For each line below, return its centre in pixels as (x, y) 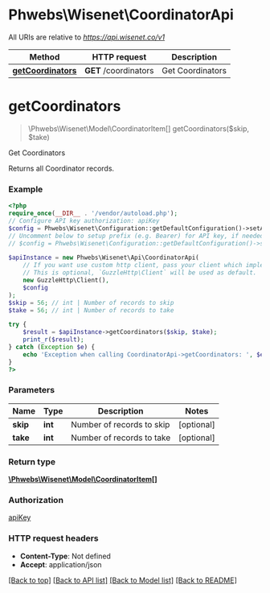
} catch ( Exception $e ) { (51, 348)
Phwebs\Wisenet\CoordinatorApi (121, 15)
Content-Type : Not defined (65, 556)
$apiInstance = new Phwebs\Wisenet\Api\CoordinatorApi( (104, 258)
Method (45, 56)
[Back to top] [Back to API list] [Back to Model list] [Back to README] (123, 580)
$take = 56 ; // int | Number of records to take (91, 310)
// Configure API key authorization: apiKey (84, 220)
